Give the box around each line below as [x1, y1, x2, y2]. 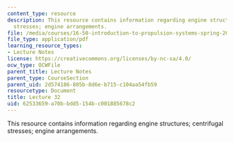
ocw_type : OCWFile [7, 62, 61, 69]
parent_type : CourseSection [7, 74, 89, 82]
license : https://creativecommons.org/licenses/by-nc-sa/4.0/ [7, 55, 192, 62]
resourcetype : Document [7, 87, 77, 94]
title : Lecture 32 [7, 94, 61, 101]
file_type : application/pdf [7, 36, 89, 43]
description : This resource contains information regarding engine [7, 17, 208, 24]
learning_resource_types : [7, 42, 82, 49]
